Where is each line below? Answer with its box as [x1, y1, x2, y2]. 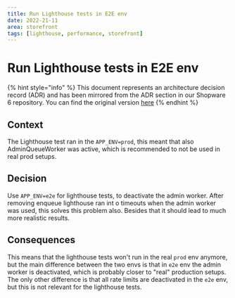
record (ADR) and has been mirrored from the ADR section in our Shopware [7, 91, 227, 99]
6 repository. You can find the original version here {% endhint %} [7, 98, 199, 107]
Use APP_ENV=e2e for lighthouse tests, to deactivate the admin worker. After [7, 191, 224, 200]
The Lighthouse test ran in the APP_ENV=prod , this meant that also [7, 138, 194, 145]
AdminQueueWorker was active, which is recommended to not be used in [7, 145, 220, 153]
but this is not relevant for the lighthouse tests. [7, 283, 142, 291]
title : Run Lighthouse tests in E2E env [7, 10, 128, 18]
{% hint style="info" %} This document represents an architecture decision [7, 84, 225, 92]
